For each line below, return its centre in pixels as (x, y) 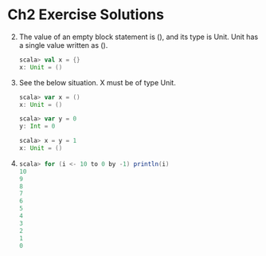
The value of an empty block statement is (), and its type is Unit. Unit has (139, 37)
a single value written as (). (63, 45)
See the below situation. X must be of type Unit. (97, 82)
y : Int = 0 (37, 126)
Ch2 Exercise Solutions (86, 15)
